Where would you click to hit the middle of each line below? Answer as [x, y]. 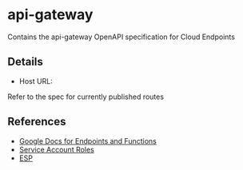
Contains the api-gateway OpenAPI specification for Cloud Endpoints [121, 37]
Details [25, 62]
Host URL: [36, 81]
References [37, 122]
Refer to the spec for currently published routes [86, 97]
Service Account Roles [57, 149]
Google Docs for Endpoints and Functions [88, 140]
